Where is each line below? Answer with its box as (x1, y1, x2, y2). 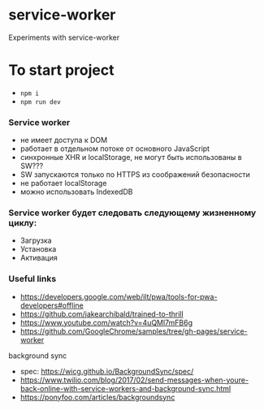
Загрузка (19, 235, 52, 245)
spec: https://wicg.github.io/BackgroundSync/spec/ (19, 366, 194, 376)
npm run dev (19, 97, 61, 106)
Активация (19, 253, 58, 263)
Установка (19, 244, 57, 254)
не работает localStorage (19, 179, 107, 188)
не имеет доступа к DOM (19, 136, 108, 145)
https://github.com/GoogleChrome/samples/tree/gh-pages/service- (19, 326, 248, 336)
